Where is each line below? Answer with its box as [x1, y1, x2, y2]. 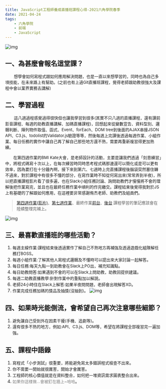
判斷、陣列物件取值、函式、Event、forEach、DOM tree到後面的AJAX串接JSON [9, 127, 160, 132]
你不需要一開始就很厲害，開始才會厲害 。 [12, 366, 90, 372]
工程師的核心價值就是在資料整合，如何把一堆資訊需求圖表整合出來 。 [12, 372, 142, 378]
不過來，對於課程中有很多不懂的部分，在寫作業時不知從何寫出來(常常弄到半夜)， [5, 172, 158, 178]
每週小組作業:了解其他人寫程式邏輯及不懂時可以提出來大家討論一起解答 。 [12, 257, 151, 263]
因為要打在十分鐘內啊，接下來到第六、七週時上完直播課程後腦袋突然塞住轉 [17, 167, 159, 172]
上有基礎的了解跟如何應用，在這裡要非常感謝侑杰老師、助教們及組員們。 [5, 190, 143, 196]
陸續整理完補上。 [16, 206, 50, 211]
